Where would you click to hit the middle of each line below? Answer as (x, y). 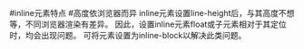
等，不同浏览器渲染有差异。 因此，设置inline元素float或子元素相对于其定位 (148, 24)
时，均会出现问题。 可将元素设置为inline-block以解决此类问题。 (128, 35)
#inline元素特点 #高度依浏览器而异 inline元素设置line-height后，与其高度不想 (152, 13)
